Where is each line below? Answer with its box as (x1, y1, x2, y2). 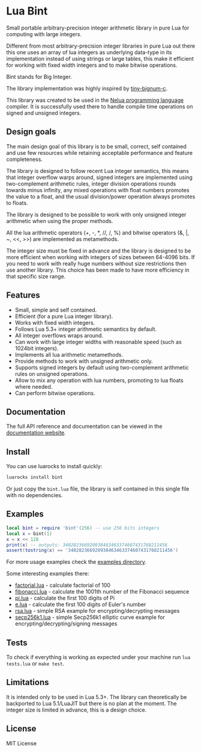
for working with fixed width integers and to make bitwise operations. (6, 61, 178, 69)
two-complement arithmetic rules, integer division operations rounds (6, 180, 176, 187)
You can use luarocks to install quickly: (6, 463, 103, 470)
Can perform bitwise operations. (14, 389, 95, 396)
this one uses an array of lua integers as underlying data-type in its (6, 48, 172, 55)
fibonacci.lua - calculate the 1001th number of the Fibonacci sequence (14, 588, 190, 595)
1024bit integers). (14, 345, 59, 352)
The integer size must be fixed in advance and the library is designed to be (6, 247, 191, 254)
